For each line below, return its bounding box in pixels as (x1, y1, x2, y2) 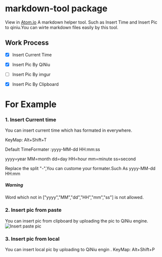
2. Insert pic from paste (5, 207, 62, 214)
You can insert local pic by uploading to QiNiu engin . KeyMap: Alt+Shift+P (5, 247, 155, 253)
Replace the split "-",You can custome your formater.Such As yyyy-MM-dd (5, 166, 156, 171)
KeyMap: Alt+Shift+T (5, 137, 47, 143)
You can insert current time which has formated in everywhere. (5, 127, 132, 133)
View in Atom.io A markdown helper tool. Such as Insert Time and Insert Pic (5, 19, 158, 25)
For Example (5, 99, 57, 110)
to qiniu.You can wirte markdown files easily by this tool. (5, 24, 118, 30)
